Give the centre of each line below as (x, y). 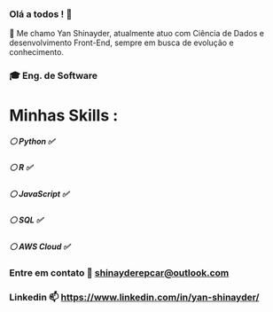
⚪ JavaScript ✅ (39, 193)
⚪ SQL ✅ (26, 220)
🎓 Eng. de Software (54, 76)
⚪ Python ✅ (32, 141)
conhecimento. (37, 52)
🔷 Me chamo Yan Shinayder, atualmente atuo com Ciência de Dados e (136, 34)
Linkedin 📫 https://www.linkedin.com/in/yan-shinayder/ (134, 297)
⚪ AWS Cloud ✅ (40, 246)
